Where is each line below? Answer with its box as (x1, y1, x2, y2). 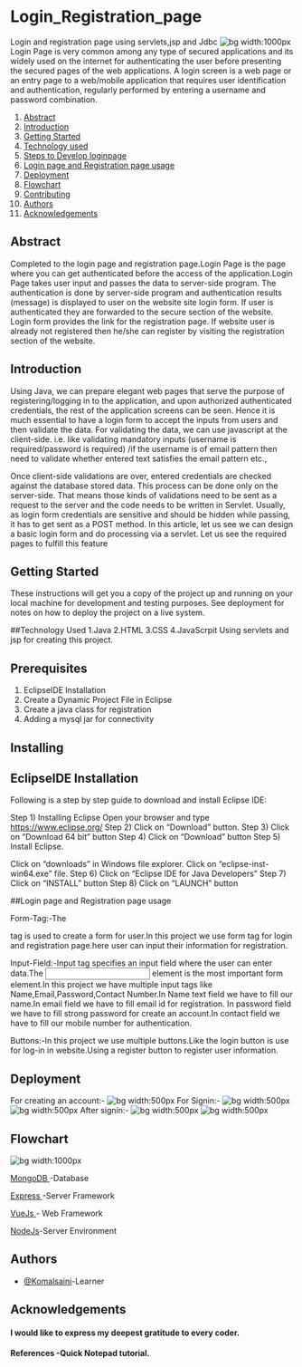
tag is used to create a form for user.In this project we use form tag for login (10, 930, 293, 941)
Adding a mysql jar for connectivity (23, 714, 155, 725)
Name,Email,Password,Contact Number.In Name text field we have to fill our (10, 989, 293, 1000)
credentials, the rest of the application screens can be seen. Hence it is (10, 405, 276, 416)
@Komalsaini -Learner (23, 1276, 105, 1286)
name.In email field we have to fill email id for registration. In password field (10, 998, 292, 1009)
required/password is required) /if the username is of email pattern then (10, 443, 278, 454)
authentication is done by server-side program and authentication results (10, 287, 283, 298)
